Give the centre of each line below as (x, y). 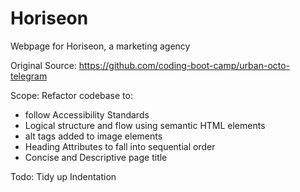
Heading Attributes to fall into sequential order (120, 146)
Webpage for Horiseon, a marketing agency (100, 46)
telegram (29, 76)
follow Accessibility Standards (87, 114)
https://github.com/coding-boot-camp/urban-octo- (184, 65)
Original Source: (43, 65)
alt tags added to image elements (93, 136)
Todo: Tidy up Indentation (63, 176)
